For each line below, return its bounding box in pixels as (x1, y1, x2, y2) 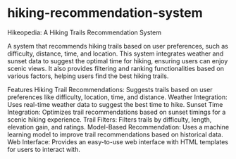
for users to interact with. (7, 145, 81, 153)
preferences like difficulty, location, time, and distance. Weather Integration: (7, 93, 228, 101)
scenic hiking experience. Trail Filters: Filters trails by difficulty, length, (7, 115, 212, 124)
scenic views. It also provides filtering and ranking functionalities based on (7, 64, 224, 72)
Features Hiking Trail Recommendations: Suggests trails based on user (7, 85, 213, 94)
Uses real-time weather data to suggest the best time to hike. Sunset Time (7, 100, 223, 108)
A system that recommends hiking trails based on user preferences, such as (7, 42, 229, 50)
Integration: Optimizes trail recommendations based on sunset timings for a (7, 108, 226, 116)
